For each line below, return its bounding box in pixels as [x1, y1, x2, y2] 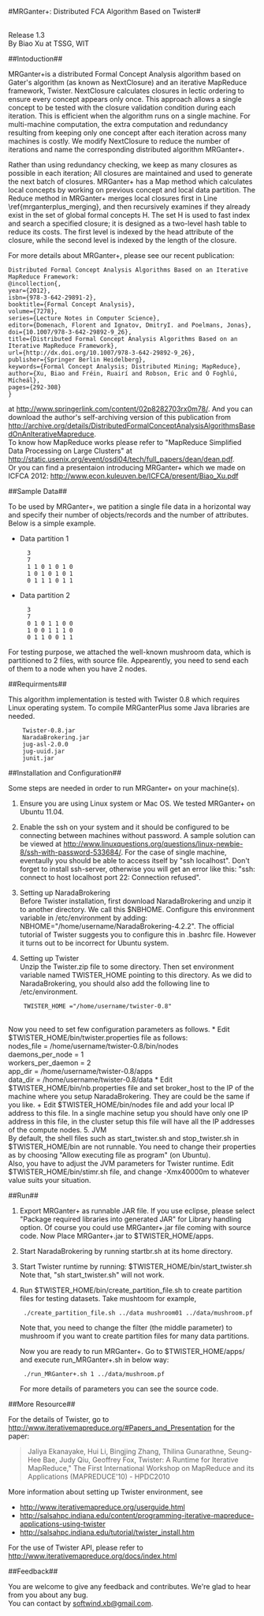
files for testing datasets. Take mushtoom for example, [19, 1294, 197, 1303]
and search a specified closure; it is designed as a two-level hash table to [8, 219, 247, 228]
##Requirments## [8, 679, 67, 689]
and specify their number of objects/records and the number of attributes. [8, 511, 249, 519]
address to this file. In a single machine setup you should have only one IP [8, 1109, 248, 1117]
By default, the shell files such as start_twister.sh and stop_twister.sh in [8, 1134, 240, 1143]
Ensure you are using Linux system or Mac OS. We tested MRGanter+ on [19, 799, 255, 808]
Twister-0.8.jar [22, 727, 76, 735]
